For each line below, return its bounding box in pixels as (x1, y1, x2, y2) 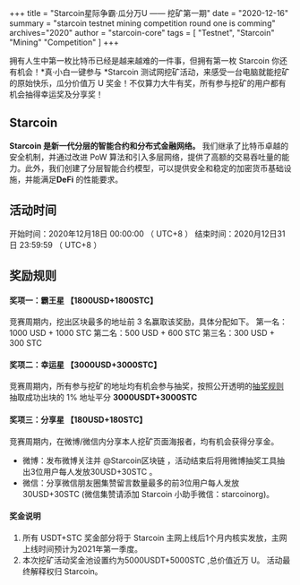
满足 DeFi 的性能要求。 (39, 174, 124, 185)
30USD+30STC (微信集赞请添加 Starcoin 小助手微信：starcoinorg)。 (21, 488, 275, 499)
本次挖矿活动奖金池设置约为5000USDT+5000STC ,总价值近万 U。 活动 (21, 555, 283, 565)
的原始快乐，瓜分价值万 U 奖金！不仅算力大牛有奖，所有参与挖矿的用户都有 (9, 78, 287, 88)
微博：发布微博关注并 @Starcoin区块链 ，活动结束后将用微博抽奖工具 (21, 455, 278, 466)
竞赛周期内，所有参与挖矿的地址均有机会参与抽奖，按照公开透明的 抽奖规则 (9, 381, 284, 391)
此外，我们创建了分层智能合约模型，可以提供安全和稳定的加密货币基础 (24, 162, 284, 173)
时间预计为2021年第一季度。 (38, 543, 143, 554)
